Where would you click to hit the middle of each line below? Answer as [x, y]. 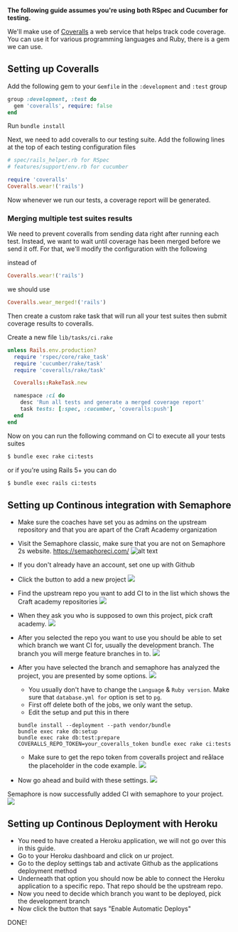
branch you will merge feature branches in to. [84, 654]
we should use [29, 289]
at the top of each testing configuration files [72, 147]
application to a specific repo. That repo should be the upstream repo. [120, 886]
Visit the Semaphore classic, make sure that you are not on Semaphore [121, 544]
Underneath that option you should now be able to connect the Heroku [121, 879]
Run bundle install [36, 126]
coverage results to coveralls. [50, 323]
